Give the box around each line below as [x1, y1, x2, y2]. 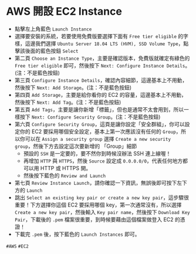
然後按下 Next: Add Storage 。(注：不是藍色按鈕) [14, 84, 132, 91]
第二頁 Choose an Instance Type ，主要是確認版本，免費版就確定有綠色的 [14, 55, 190, 62]
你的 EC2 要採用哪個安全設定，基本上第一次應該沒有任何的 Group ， [19, 128, 181, 135]
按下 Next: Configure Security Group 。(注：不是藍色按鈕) [19, 113, 161, 120]
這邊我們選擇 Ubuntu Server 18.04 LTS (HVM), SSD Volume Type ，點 [25, 40, 189, 47]
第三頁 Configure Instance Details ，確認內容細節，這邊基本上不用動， [14, 76, 188, 83]
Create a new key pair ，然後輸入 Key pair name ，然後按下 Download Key [14, 208, 190, 215]
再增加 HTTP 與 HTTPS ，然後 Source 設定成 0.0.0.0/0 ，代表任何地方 [23, 157, 183, 164]
